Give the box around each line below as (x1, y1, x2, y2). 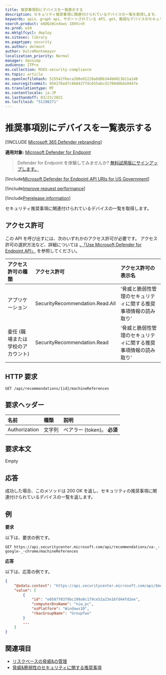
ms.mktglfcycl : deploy (5, 30, 52, 35)
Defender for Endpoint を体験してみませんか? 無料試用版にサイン (17, 160, 150, 166)
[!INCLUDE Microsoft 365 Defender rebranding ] (5, 139, 102, 145)
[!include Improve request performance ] (5, 185, 85, 191)
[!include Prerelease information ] (5, 195, 71, 201)
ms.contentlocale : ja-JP (5, 90, 56, 95)
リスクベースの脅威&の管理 (12, 658, 68, 665)
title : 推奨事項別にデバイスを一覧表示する (5, 7, 83, 12)
